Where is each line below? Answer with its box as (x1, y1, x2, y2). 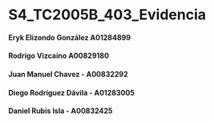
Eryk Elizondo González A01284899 (8, 32, 131, 42)
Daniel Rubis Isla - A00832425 (8, 106, 113, 116)
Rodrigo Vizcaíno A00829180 (8, 51, 110, 61)
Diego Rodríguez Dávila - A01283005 (8, 87, 135, 97)
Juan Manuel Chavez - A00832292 (8, 69, 128, 79)
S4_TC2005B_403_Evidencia (8, 6, 207, 24)
